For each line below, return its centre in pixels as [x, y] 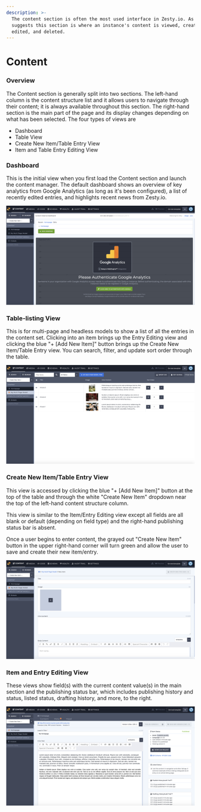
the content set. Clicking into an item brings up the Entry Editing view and [97, 337]
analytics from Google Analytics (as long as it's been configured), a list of [97, 191]
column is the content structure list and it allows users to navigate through [98, 100]
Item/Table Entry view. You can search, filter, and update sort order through [99, 351]
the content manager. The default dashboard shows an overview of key [94, 185]
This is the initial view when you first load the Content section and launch [96, 178]
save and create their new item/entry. [52, 552]
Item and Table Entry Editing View [57, 150]
